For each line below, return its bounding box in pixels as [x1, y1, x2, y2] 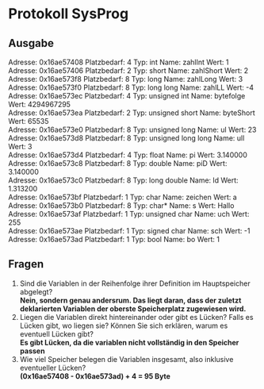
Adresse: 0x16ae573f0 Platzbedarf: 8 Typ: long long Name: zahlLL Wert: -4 [8, 83, 254, 92]
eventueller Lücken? [19, 363, 86, 372]
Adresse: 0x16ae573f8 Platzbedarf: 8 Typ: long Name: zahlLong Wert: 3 [8, 75, 243, 83]
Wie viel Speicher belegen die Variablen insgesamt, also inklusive [19, 354, 234, 364]
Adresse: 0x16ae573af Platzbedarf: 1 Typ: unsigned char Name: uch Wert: [8, 210, 250, 218]
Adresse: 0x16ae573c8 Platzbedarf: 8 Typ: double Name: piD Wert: [8, 159, 228, 168]
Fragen [8, 257, 44, 271]
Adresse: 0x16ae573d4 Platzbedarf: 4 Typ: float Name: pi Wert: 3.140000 [8, 150, 247, 160]
